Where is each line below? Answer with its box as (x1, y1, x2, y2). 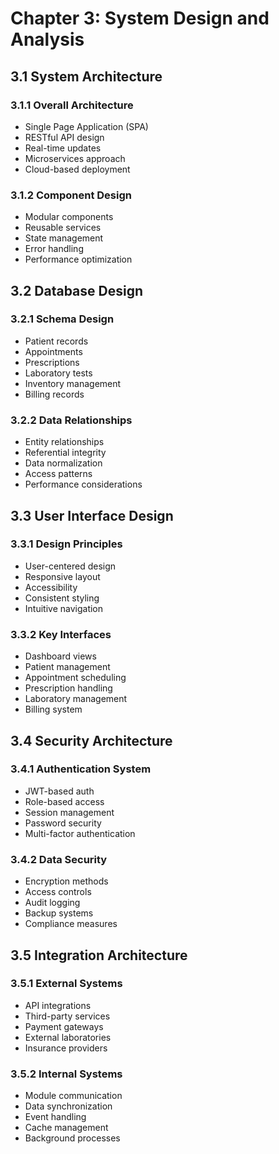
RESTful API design (24, 131, 105, 143)
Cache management (24, 1122, 109, 1134)
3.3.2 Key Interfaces (10, 627, 112, 641)
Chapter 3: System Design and (10, 7, 270, 30)
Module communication (24, 1090, 123, 1102)
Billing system (24, 703, 83, 716)
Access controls (24, 886, 92, 898)
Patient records (24, 335, 89, 347)
